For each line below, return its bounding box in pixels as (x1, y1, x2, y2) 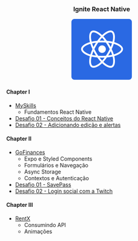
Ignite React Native (73, 5, 131, 13)
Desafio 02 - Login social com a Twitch (15, 187, 113, 195)
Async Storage (24, 168, 62, 175)
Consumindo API (24, 221, 67, 228)
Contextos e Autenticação (24, 174, 90, 181)
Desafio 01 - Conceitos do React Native (15, 114, 114, 122)
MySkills (15, 102, 36, 109)
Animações (24, 228, 53, 235)
